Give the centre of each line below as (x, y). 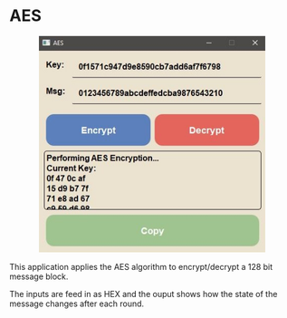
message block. (39, 276)
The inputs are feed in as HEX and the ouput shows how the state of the (143, 294)
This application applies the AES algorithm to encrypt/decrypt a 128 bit (141, 267)
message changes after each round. (77, 304)
